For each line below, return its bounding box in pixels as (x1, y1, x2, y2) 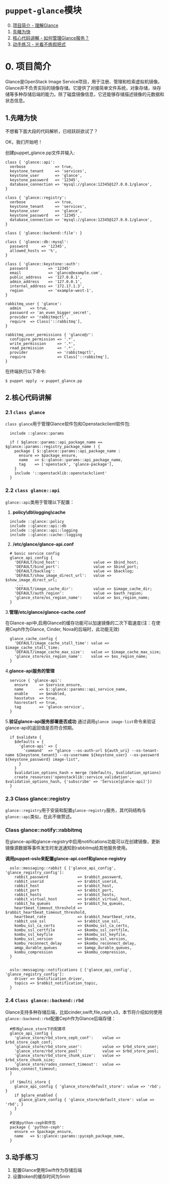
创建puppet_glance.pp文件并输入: (5, 150, 75, 156)
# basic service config (10, 551, 60, 556)
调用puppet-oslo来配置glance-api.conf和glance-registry (5, 855, 127, 862)
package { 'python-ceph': (10, 1124, 65, 1130)
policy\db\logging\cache (12, 509, 66, 515)
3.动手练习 (5, 1153, 39, 1161)
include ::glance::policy (10, 519, 65, 524)
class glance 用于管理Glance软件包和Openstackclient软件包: (5, 421, 131, 427)
